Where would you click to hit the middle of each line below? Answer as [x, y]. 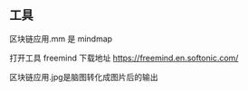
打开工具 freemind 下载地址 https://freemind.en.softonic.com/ [124, 58]
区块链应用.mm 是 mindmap [61, 39]
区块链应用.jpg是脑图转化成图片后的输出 [84, 77]
